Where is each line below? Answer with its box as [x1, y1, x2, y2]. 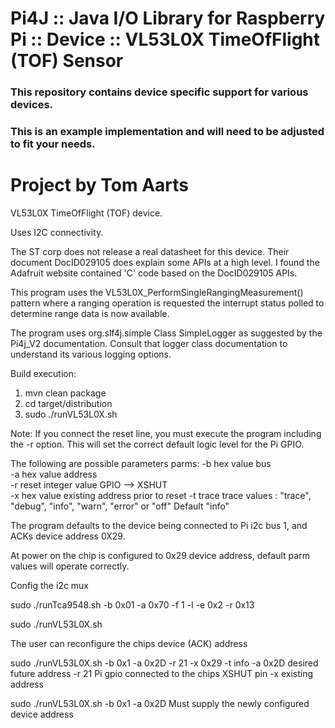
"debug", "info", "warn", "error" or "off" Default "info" [10, 500, 230, 512]
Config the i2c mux [10, 579, 89, 591]
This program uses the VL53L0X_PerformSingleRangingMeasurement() [10, 286, 304, 298]
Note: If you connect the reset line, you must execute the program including [10, 427, 322, 439]
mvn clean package [24, 387, 107, 399]
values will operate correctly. [10, 560, 130, 572]
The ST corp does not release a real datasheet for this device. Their [10, 245, 290, 257]
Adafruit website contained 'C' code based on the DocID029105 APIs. [10, 267, 298, 279]
